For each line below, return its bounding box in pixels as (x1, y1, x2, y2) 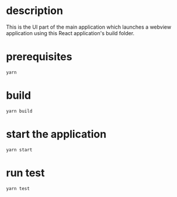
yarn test (6, 185, 30, 191)
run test (6, 166, 45, 179)
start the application (6, 127, 107, 141)
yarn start (6, 147, 33, 153)
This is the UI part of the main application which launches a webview (6, 23, 171, 30)
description (6, 4, 63, 18)
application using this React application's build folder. (6, 29, 135, 36)
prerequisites (6, 50, 72, 64)
